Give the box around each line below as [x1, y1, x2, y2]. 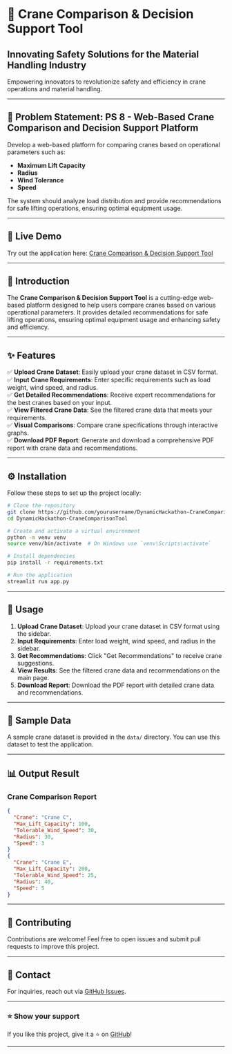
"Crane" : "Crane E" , [13, 859, 72, 866]
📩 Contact [7, 969, 51, 981]
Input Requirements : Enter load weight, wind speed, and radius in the [17, 637, 216, 645]
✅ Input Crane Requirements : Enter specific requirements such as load [7, 376, 211, 384]
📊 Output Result [7, 767, 79, 780]
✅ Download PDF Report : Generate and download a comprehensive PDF [7, 436, 215, 444]
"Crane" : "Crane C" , [13, 814, 72, 821]
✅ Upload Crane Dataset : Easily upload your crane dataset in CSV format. [7, 368, 219, 376]
